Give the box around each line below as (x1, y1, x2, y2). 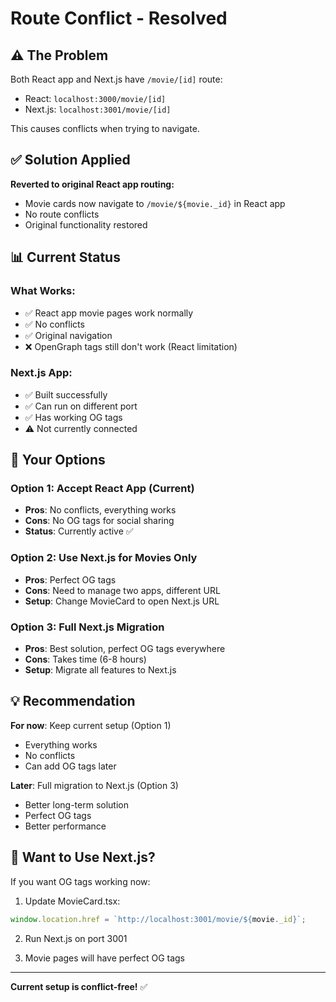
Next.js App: (10, 366, 73, 380)
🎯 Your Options (10, 452, 106, 469)
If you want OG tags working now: (10, 875, 151, 887)
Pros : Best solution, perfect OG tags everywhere (24, 643, 226, 655)
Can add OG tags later (24, 760, 117, 772)
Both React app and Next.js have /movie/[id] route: (10, 73, 223, 85)
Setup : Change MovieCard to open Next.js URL (24, 595, 220, 607)
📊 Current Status (10, 249, 121, 266)
